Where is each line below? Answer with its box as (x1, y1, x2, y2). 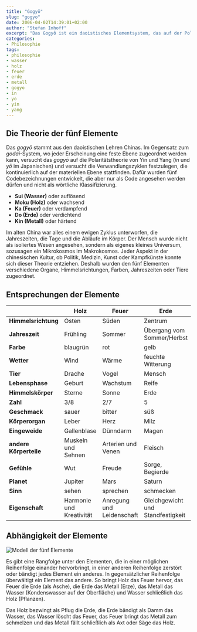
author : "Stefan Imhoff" (6, 25, 67, 31)
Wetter (9, 356, 29, 364)
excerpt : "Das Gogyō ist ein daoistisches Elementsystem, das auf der (6, 30, 182, 36)
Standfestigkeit (143, 511, 186, 519)
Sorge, (143, 461, 162, 468)
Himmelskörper (9, 389, 53, 396)
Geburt (64, 379, 84, 387)
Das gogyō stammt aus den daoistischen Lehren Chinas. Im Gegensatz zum (6, 144, 189, 151)
